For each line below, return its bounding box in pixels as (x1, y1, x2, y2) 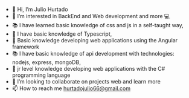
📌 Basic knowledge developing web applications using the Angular (11, 37, 178, 44)
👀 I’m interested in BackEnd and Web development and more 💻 (11, 13, 170, 19)
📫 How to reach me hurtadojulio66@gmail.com (11, 85, 131, 92)
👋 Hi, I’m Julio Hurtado (11, 6, 68, 13)
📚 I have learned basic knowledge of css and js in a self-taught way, (11, 22, 184, 28)
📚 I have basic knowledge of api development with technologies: (11, 50, 175, 57)
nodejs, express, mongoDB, (11, 59, 82, 66)
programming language (11, 71, 71, 79)
